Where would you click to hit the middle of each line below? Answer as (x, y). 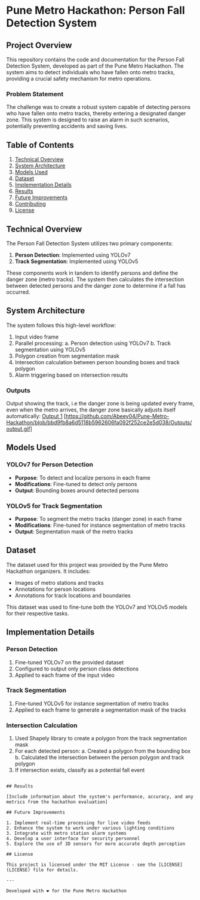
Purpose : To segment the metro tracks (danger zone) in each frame (98, 519)
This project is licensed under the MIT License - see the (81, 865)
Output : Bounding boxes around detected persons (77, 490)
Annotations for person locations (55, 589)
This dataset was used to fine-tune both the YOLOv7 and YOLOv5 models (97, 607)
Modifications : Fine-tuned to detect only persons (76, 484)
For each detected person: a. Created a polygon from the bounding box (103, 751)
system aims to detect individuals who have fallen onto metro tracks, (90, 72)
